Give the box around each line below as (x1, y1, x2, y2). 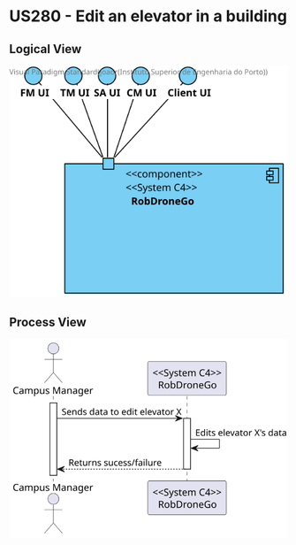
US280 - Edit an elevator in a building (9, 6, 287, 27)
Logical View (9, 42, 82, 57)
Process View (9, 315, 87, 330)
